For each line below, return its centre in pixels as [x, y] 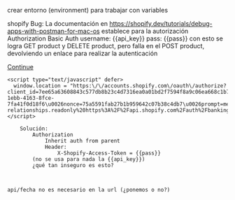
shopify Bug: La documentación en [58, 23]
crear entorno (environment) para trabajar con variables [88, 10]
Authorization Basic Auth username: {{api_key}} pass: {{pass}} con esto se [115, 38]
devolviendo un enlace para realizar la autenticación [83, 53]
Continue [20, 67]
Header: [56, 147]
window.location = [41, 86]
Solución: [34, 129]
